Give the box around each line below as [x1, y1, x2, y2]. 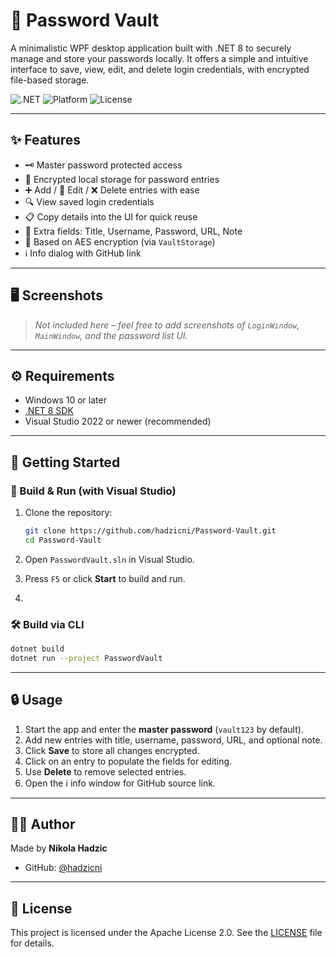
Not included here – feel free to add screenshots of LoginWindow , [34, 319, 300, 331]
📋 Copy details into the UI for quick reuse [24, 210, 198, 223]
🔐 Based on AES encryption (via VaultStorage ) [24, 235, 216, 248]
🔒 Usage [10, 692, 63, 709]
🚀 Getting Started [10, 454, 121, 471]
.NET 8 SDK [24, 405, 74, 417]
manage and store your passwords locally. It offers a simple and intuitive [10, 52, 309, 64]
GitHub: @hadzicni [24, 862, 103, 874]
